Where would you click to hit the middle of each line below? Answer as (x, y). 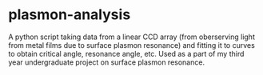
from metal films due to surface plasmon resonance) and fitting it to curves (132, 45)
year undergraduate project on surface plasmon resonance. (107, 62)
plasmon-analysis (70, 15)
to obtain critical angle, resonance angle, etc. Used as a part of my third (126, 53)
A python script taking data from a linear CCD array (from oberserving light (132, 37)
